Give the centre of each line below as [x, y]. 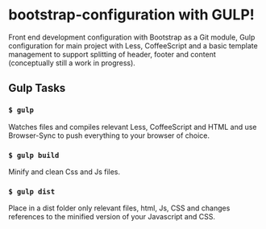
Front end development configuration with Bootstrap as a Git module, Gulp [132, 37]
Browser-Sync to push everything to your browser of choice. [109, 135]
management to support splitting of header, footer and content [112, 54]
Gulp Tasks [37, 88]
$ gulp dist [32, 192]
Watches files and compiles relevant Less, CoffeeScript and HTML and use [133, 127]
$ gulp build [34, 155]
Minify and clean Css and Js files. [64, 172]
